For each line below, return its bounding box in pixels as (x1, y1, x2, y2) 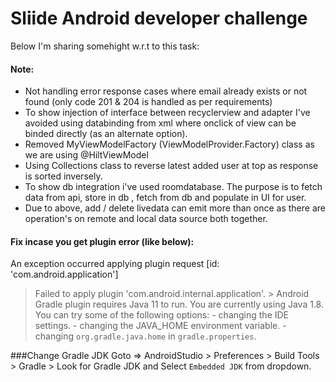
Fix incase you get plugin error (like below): (10, 235, 195, 247)
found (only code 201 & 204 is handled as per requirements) (24, 96, 273, 108)
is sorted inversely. (24, 170, 103, 182)
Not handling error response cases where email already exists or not (24, 85, 308, 97)
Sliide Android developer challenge (10, 7, 308, 30)
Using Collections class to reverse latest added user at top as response (24, 160, 319, 172)
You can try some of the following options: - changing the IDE (34, 309, 290, 321)
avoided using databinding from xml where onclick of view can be (24, 117, 297, 129)
